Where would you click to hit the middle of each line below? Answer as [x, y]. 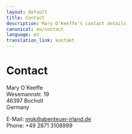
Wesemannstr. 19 [28, 94]
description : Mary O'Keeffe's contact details [66, 23]
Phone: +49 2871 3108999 [40, 125]
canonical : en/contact [35, 29]
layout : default [27, 12]
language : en [23, 35]
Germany [18, 107]
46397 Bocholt [25, 100]
